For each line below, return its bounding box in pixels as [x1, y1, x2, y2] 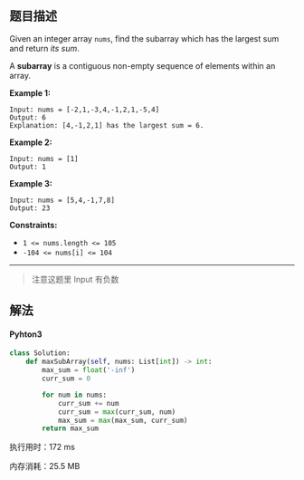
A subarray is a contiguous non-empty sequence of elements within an [9, 60, 276, 71]
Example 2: [9, 137, 52, 148]
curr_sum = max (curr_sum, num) [57, 407, 176, 417]
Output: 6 [9, 112, 47, 122]
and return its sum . [9, 43, 80, 53]
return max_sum [42, 424, 100, 433]
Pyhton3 [9, 329, 43, 340]
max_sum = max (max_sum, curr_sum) [57, 416, 188, 425]
